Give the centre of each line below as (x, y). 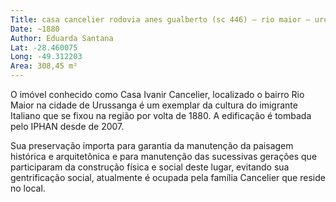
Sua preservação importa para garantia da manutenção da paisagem (152, 145)
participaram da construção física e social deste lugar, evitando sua (150, 167)
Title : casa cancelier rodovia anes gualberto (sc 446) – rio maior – (160, 19)
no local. (28, 188)
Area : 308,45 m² (44, 66)
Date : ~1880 (35, 29)
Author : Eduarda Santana (62, 38)
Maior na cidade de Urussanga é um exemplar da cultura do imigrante (154, 105)
